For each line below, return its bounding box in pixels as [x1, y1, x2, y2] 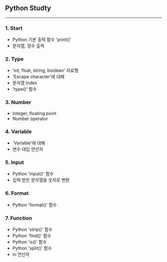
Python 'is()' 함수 [12, 239, 47, 245]
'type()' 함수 [12, 86, 37, 92]
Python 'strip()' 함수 [12, 226, 53, 232]
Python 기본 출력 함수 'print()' [12, 37, 72, 43]
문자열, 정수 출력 [12, 43, 45, 49]
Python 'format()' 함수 [12, 202, 57, 208]
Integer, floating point [12, 110, 57, 116]
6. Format [5, 190, 29, 197]
